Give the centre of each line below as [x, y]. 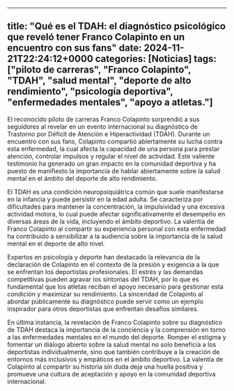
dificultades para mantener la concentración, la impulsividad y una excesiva [116, 207]
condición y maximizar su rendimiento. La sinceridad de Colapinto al [105, 294]
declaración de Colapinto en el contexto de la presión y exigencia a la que [113, 264]
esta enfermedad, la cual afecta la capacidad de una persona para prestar [114, 149]
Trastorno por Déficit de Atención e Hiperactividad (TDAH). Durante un [109, 134]
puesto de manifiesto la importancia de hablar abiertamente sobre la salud [114, 170]
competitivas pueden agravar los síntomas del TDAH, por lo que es [103, 279]
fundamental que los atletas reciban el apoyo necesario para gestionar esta [116, 287]
